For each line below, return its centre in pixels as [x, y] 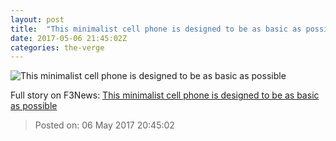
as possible [34, 106]
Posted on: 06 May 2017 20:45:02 [104, 125]
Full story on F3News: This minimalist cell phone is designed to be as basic [165, 95]
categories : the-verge [57, 47]
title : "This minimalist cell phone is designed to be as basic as [156, 29]
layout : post [37, 19]
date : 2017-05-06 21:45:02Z [69, 38]
